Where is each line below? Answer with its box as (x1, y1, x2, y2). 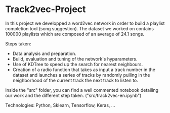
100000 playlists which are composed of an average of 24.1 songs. (5, 31, 145, 37)
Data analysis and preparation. (12, 50, 77, 56)
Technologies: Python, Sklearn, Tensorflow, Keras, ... (5, 102, 115, 108)
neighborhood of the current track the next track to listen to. (12, 77, 138, 83)
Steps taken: (5, 40, 31, 46)
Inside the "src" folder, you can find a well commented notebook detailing (5, 87, 158, 93)
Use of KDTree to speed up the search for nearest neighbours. (12, 61, 143, 67)
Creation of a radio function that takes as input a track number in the (12, 67, 156, 73)
